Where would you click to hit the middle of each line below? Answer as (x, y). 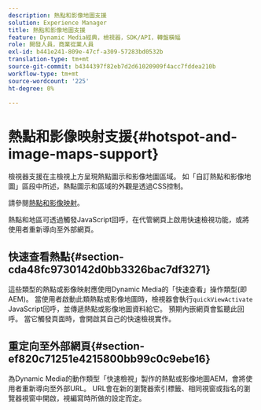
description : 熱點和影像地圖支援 (58, 15)
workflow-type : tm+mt (44, 74)
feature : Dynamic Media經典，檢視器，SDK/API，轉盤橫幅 (94, 37)
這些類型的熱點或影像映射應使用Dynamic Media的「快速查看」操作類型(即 (128, 289)
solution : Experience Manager (58, 23)
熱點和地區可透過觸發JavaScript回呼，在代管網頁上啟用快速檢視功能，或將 (129, 220)
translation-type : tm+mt (49, 60)
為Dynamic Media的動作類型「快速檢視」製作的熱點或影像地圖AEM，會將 (127, 379)
